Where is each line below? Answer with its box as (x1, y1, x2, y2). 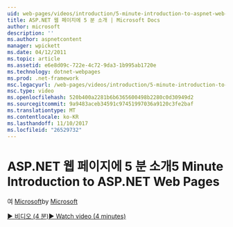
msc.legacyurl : (7, 81, 51, 88)
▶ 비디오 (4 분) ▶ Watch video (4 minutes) (7, 212, 126, 221)
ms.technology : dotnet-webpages (7, 68, 101, 75)
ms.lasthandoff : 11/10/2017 (7, 119, 89, 127)
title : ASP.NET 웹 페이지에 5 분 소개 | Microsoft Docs (7, 17, 161, 24)
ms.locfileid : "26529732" (7, 126, 82, 133)
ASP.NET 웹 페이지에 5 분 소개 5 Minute (7, 158, 224, 174)
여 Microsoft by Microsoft (7, 197, 78, 205)
